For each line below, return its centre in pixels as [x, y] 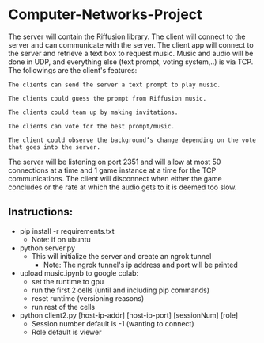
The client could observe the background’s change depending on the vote [132, 140]
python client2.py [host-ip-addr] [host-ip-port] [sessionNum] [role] [129, 315]
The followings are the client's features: [73, 70]
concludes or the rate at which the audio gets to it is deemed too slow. [123, 187]
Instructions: [41, 212]
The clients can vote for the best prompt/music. [92, 126]
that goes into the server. [55, 147]
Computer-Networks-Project [105, 15]
